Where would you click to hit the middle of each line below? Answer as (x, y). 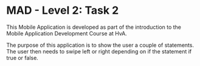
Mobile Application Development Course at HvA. (67, 33)
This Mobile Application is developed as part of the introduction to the (94, 27)
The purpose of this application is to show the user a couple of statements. (100, 45)
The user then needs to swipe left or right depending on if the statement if (99, 51)
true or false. (22, 58)
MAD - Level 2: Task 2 (63, 10)
